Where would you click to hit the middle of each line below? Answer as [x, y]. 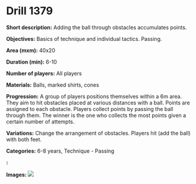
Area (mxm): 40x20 [31, 50]
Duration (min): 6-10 [32, 62]
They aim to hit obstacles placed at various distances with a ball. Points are [98, 103]
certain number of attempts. [40, 121]
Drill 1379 [30, 11]
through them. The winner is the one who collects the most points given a [96, 115]
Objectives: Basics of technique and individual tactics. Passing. [84, 39]
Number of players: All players [44, 73]
